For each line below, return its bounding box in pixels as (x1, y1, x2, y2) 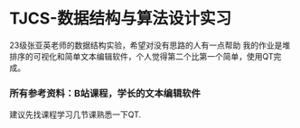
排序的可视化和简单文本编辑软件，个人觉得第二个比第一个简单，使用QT (9, 50, 274, 61)
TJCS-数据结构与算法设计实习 (9, 8, 232, 29)
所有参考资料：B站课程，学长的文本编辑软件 (9, 87, 202, 99)
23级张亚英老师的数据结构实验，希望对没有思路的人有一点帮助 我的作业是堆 (9, 40, 291, 50)
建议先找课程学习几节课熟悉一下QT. (9, 109, 142, 120)
